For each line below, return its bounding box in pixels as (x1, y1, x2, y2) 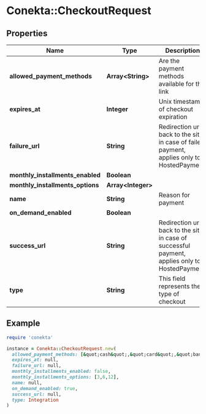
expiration (158, 113, 188, 121)
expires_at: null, (12, 357, 59, 363)
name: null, (12, 380, 43, 386)
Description (165, 47, 200, 55)
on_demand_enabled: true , (12, 385, 78, 391)
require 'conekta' (6, 334, 53, 340)
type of (158, 289, 180, 298)
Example (6, 318, 40, 329)
